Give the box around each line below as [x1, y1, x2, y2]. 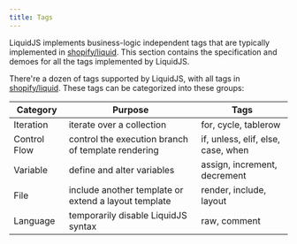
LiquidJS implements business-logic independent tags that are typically [9, 37, 270, 48]
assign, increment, [201, 158, 278, 171]
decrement [201, 169, 247, 181]
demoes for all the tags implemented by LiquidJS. [9, 56, 190, 66]
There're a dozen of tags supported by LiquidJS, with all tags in [9, 72, 240, 84]
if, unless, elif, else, [201, 133, 281, 145]
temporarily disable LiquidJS [68, 209, 187, 221]
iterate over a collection [68, 118, 166, 131]
